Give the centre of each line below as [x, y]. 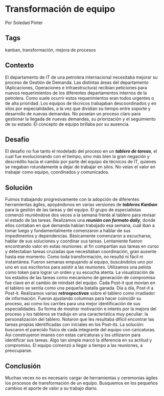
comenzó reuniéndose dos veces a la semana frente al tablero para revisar [80, 215]
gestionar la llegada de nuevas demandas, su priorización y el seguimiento [80, 119]
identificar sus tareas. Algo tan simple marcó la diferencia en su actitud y [79, 340]
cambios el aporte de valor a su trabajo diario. [51, 388]
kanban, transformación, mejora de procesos [51, 50]
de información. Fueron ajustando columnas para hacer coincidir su [73, 298]
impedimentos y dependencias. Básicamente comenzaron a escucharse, [78, 236]
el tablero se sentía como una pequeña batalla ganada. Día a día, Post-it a [79, 288]
